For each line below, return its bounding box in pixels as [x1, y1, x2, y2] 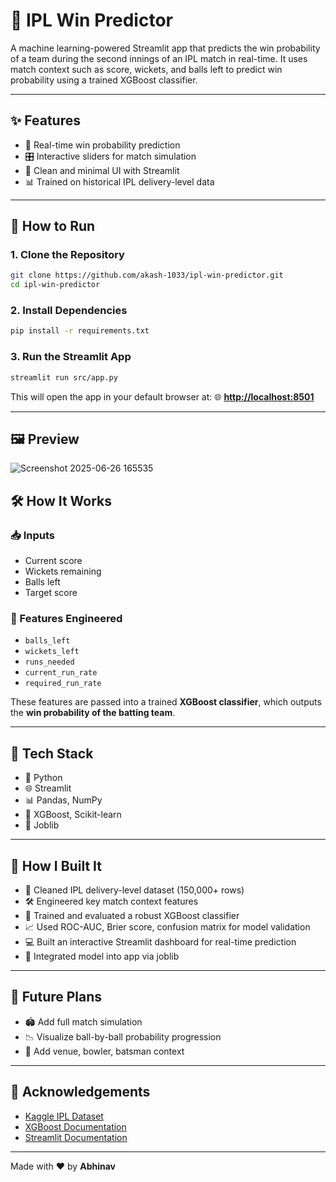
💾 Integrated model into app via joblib [24, 950, 180, 962]
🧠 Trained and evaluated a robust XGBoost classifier [24, 909, 240, 921]
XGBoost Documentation [24, 1120, 127, 1133]
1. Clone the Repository [10, 248, 125, 262]
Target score [24, 587, 78, 599]
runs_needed [24, 657, 75, 668]
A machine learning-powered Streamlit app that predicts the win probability [10, 42, 321, 54]
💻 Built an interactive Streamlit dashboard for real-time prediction [24, 935, 297, 948]
